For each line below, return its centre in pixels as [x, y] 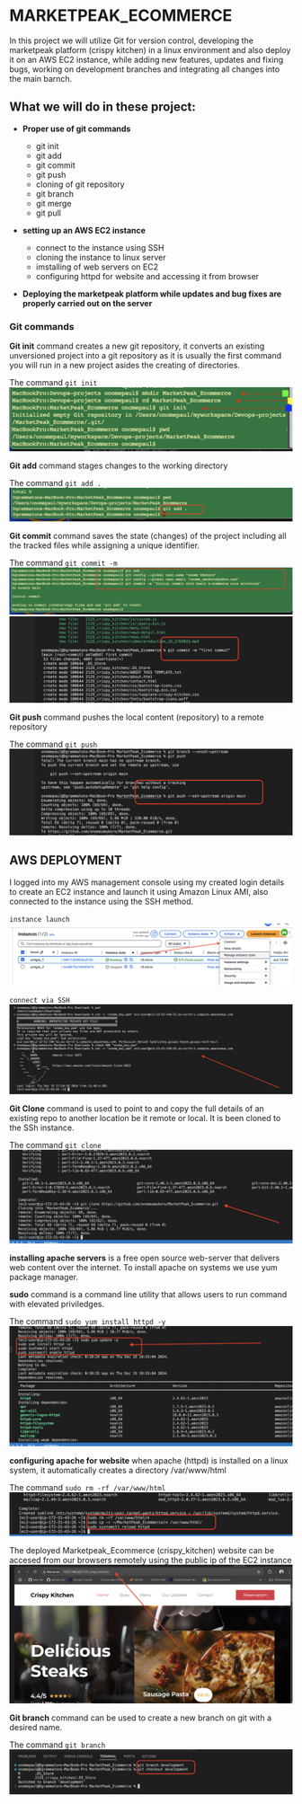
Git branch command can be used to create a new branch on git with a [141, 1718]
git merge [53, 203]
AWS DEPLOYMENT [66, 860]
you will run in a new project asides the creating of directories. [125, 366]
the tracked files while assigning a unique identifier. [105, 545]
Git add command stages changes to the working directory [119, 466]
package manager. [44, 1277]
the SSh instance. [42, 1127]
